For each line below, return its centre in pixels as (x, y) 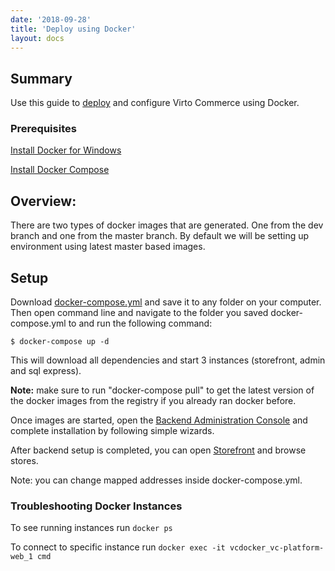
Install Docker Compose (60, 170)
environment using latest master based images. (108, 247)
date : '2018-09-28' (51, 19)
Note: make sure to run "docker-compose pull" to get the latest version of (162, 390)
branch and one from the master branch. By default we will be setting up (160, 236)
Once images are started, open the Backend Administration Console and (159, 420)
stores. (24, 461)
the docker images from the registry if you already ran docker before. (153, 401)
